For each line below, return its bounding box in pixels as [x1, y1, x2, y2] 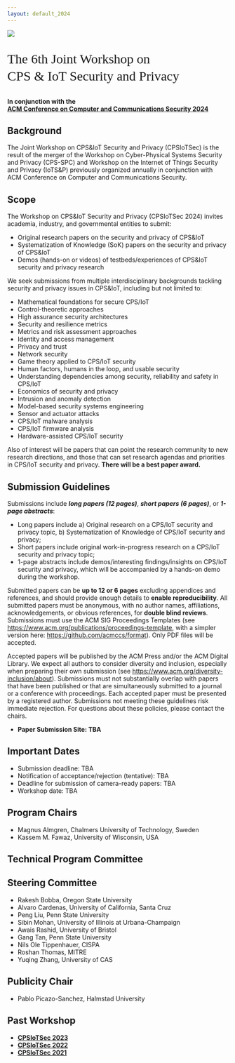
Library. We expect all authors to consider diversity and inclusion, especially [7, 660, 227, 668]
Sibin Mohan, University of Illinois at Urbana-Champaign [17, 918, 181, 926]
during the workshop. [17, 573, 80, 581]
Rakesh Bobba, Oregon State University [17, 895, 133, 904]
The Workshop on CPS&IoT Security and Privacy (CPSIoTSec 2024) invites [7, 212, 223, 221]
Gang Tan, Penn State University [17, 932, 112, 941]
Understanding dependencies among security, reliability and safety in [17, 373, 219, 381]
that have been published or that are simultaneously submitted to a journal [7, 682, 222, 690]
